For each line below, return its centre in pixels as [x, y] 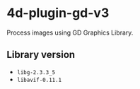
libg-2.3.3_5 [36, 72]
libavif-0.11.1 [39, 80]
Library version [41, 55]
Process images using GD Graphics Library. [70, 32]
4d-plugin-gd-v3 [58, 13]
